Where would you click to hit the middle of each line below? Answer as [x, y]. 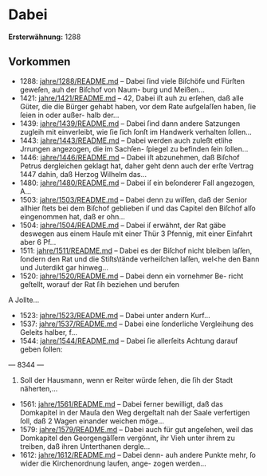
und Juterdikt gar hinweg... [64, 267]
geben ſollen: [41, 349]
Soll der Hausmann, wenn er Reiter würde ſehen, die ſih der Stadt [126, 380]
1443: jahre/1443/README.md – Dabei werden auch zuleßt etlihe [126, 140]
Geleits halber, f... [49, 332]
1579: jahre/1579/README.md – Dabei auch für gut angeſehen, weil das [136, 429]
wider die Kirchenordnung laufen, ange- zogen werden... [113, 463]
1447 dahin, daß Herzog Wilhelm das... [83, 174]
